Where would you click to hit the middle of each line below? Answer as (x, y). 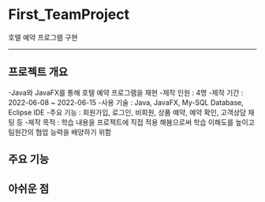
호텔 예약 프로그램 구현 (43, 37)
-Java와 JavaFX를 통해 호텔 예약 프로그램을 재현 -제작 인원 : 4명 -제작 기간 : (126, 92)
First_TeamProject (69, 15)
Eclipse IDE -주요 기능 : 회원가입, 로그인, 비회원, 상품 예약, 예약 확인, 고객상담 (127, 112)
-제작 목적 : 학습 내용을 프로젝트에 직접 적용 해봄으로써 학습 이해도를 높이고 (140, 122)
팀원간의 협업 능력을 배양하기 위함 (60, 132)
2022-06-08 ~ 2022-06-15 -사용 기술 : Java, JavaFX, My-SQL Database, (126, 102)
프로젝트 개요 (38, 72)
